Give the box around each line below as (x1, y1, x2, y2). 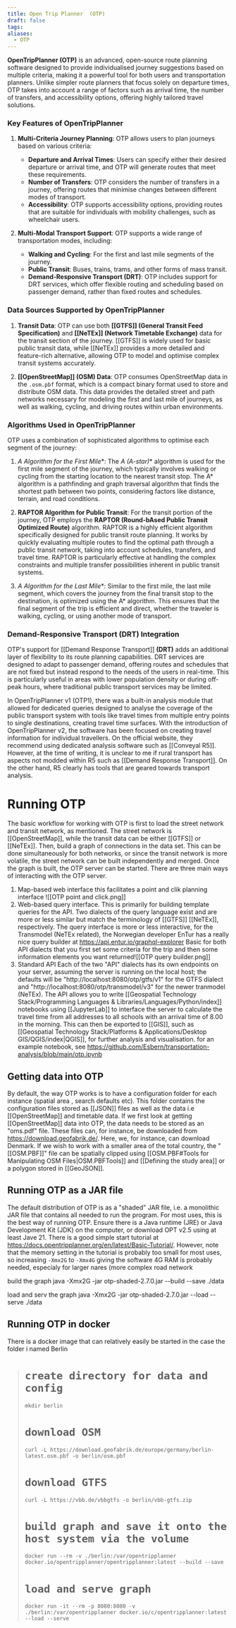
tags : (7, 23, 23, 30)
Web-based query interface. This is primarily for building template (17, 900, 210, 909)
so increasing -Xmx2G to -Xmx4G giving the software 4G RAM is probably (7, 1255, 213, 1264)
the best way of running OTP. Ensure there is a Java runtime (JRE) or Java (7, 1218, 223, 1226)
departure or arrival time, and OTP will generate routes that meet (27, 163, 216, 171)
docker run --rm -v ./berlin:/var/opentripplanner (24, 1553, 177, 1560)
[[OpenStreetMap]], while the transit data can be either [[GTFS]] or (7, 834, 201, 843)
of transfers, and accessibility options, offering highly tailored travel (7, 93, 204, 102)
